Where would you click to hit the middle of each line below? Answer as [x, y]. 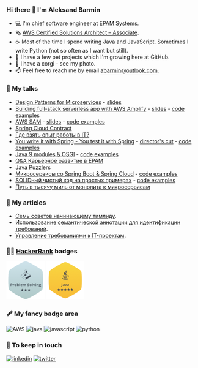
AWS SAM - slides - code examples [60, 121]
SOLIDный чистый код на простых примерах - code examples [95, 180]
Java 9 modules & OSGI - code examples [67, 154]
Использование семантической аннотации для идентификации [98, 222]
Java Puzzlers [33, 167]
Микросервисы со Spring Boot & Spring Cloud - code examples [96, 173]
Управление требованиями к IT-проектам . [71, 235]
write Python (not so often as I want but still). [71, 51]
